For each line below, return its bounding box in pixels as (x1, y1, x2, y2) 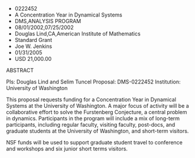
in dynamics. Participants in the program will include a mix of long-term (6, 115, 180, 122)
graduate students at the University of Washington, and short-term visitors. (6, 127, 189, 134)
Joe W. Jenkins (14, 43, 52, 50)
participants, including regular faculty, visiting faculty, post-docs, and (6, 121, 175, 128)
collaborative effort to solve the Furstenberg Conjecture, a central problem (6, 109, 187, 115)
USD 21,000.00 (14, 56, 52, 62)
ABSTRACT (6, 67, 34, 73)
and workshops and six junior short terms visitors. (6, 145, 128, 152)
